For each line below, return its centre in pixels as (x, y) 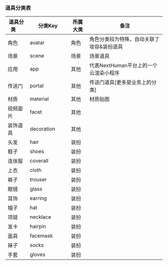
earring (38, 198)
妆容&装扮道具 (106, 47)
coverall (39, 161)
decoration (42, 129)
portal (37, 86)
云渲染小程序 (104, 73)
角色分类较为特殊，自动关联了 (124, 39)
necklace (40, 217)
